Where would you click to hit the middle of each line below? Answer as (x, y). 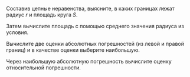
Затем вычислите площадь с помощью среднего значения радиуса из (95, 26)
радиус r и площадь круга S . (42, 15)
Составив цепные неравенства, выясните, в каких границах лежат (91, 9)
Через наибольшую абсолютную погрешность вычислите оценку (89, 61)
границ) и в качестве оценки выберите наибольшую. (73, 50)
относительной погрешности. (44, 68)
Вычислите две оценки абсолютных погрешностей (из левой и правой (95, 44)
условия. (17, 32)
